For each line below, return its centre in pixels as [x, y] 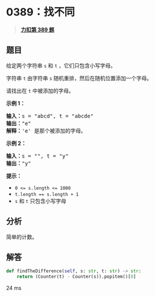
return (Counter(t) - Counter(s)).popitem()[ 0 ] [76, 277]
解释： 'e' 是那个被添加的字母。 [46, 131]
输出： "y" [19, 163]
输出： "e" [19, 123]
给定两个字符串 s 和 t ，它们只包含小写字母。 [61, 65]
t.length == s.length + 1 [46, 194]
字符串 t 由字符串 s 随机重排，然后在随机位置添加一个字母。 [79, 78]
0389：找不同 [41, 12]
